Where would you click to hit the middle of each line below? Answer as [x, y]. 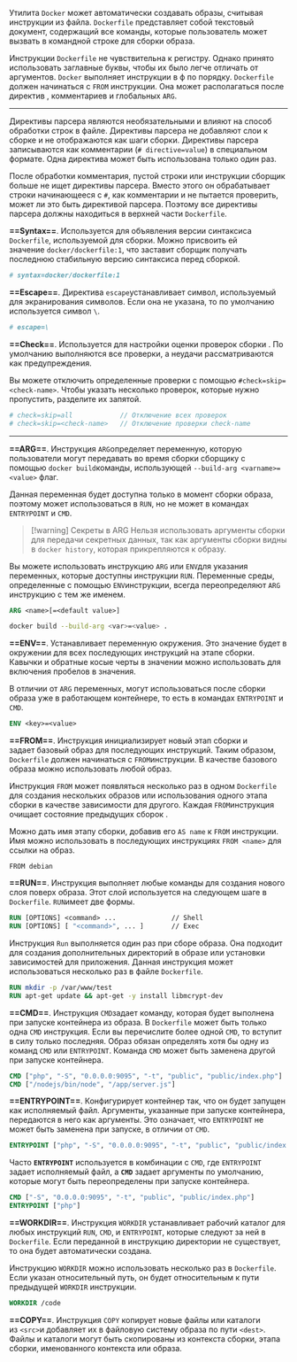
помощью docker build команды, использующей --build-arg [123, 468]
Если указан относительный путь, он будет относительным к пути [134, 1277]
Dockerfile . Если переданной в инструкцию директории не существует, [145, 1242]
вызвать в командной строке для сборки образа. [102, 41]
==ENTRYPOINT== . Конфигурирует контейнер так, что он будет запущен [147, 1101]
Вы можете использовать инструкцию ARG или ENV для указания [129, 566]
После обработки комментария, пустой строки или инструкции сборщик [147, 176]
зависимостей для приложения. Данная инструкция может [122, 962]
